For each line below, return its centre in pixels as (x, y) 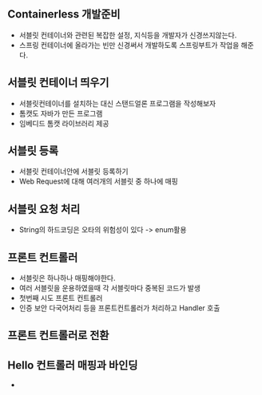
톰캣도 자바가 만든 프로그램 (61, 113)
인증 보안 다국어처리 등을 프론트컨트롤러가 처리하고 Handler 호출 (119, 308)
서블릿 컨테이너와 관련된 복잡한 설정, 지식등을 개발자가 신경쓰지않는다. (128, 35)
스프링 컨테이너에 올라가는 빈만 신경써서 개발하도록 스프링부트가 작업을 (129, 45)
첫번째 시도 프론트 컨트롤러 (61, 298)
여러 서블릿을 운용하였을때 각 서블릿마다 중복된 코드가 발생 (110, 288)
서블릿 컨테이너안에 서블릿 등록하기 (73, 172)
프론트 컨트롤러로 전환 (58, 336)
